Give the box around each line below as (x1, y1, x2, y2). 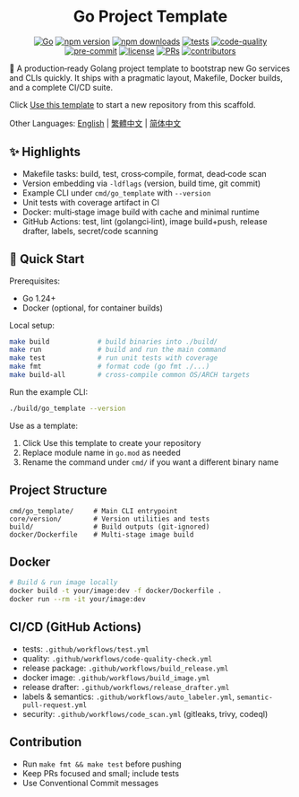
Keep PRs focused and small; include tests (21, 767, 180, 778)
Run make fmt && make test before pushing (21, 758, 182, 769)
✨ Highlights (9, 145, 81, 160)
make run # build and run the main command (9, 346, 226, 355)
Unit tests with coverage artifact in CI (21, 197, 159, 207)
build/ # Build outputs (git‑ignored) (9, 522, 210, 531)
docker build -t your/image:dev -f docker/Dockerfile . (9, 586, 222, 596)
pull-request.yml (21, 700, 88, 710)
